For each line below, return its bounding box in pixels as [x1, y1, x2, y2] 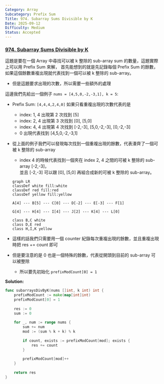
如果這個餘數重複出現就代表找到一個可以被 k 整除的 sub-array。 [5, 70, 134, 76]
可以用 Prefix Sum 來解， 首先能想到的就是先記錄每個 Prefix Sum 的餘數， [9, 64, 158, 70]
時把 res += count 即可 [12, 242, 58, 248]
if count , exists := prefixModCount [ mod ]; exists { [23, 338, 131, 343]
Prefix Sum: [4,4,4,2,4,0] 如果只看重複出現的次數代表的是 [12, 102, 131, 107]
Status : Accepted [5, 30, 41, 35]
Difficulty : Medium [5, 26, 45, 30]
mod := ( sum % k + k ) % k [23, 329, 76, 334]
